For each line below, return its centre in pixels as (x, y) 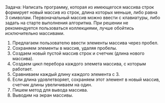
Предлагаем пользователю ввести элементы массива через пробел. (85, 43)
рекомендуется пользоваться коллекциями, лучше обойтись (70, 28)
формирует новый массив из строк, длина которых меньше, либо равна (81, 12)
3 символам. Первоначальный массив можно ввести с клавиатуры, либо (83, 17)
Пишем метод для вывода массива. (50, 90)
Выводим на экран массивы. (43, 95)
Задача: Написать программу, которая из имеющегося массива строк (80, 7)
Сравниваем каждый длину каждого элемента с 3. (66, 74)
